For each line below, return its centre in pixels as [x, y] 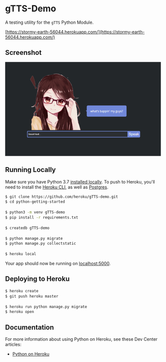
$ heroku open [20, 312]
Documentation [30, 327]
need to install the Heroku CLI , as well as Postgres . [57, 187]
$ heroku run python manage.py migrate [46, 307]
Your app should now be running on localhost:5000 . [58, 264]
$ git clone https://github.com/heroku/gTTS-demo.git [62, 197]
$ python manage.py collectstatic [41, 244]
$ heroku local [21, 254]
